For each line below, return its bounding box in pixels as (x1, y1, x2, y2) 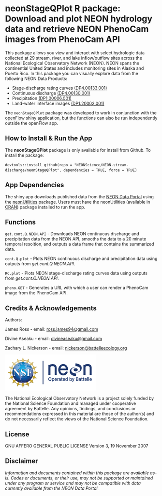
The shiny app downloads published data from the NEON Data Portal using (5, 193, 154, 199)
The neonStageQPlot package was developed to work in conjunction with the (5, 110, 157, 115)
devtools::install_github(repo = (5, 162, 73, 167)
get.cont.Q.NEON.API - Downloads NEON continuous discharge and (5, 231, 139, 237)
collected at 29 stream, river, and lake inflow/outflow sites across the (5, 55, 143, 61)
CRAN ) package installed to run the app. (5, 204, 86, 210)
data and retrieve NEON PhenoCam (5, 24, 149, 34)
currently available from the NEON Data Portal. (5, 485, 99, 491)
